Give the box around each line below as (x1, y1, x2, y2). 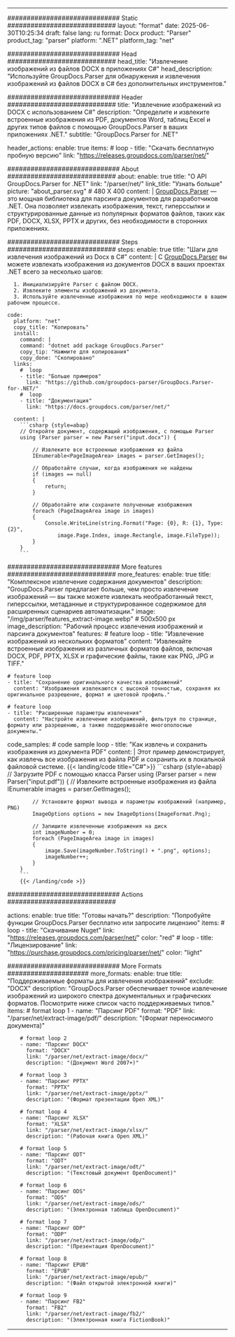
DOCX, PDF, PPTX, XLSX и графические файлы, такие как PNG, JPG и (7, 652, 214, 660)
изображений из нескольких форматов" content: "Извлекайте (7, 637, 192, 645)
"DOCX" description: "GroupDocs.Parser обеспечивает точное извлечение (7, 984, 227, 992)
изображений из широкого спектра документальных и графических (7, 991, 211, 1000)
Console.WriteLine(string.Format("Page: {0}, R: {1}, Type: (44, 520, 224, 527)
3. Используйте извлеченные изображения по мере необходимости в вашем (13, 293, 227, 300)
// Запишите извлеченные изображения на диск (32, 823, 168, 830)
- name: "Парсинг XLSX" (20, 1115, 90, 1122)
